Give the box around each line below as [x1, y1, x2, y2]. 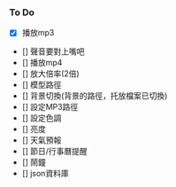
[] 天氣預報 [21, 135, 62, 145]
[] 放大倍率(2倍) [21, 68, 80, 79]
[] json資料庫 [21, 168, 69, 179]
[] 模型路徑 [21, 80, 62, 90]
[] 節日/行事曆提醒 [21, 146, 88, 157]
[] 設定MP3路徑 [21, 102, 79, 113]
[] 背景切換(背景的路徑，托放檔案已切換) [21, 90, 168, 101]
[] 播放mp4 [21, 58, 63, 68]
